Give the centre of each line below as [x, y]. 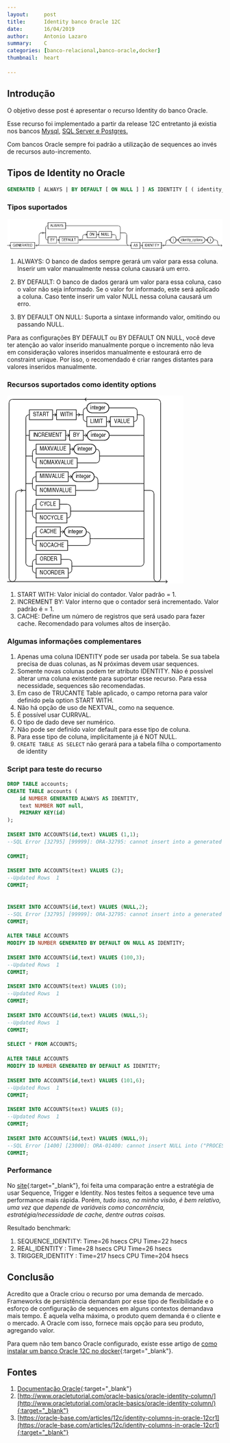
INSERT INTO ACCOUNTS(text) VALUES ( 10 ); [67, 987]
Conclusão [31, 1277]
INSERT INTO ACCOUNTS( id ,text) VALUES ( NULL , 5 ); [78, 1015]
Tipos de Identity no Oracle [66, 172]
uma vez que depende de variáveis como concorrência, [86, 1207]
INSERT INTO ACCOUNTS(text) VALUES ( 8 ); [66, 1110]
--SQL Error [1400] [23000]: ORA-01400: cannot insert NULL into [102, 1145]
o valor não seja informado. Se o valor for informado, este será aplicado [118, 289]
